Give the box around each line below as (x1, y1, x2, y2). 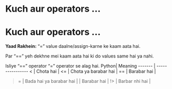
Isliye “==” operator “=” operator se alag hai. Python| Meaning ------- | (5, 63, 156, 69)
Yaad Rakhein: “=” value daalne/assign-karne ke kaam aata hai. (5, 43, 141, 49)
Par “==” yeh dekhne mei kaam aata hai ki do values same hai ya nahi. (5, 53, 154, 59)
